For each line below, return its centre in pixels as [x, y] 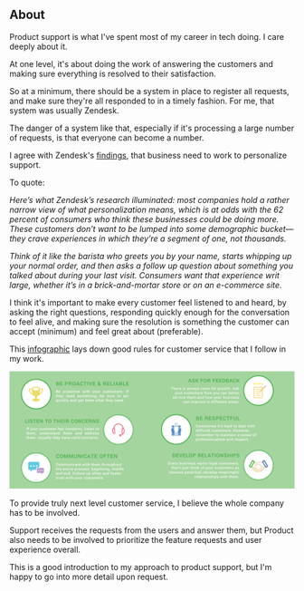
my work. [27, 358]
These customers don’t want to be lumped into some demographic [134, 228]
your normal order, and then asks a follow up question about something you [152, 266]
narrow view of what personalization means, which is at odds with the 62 [147, 209]
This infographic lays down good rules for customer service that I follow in [148, 349]
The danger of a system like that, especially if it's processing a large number [152, 128]
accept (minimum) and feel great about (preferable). [106, 331]
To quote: [27, 182]
